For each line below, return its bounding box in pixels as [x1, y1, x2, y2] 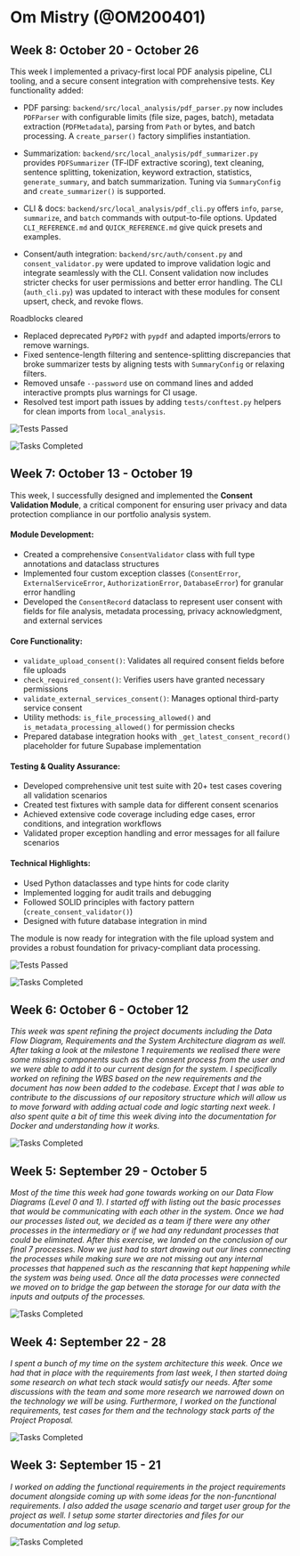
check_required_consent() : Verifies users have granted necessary [22, 675, 265, 685]
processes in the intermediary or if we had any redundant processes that [10, 1225, 280, 1236]
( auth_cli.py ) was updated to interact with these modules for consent [22, 287, 280, 296]
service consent [22, 702, 83, 714]
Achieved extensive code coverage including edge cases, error [22, 809, 255, 820]
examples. [22, 231, 61, 242]
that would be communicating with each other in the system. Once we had [10, 1206, 284, 1217]
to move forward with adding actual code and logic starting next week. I [10, 1102, 275, 1113]
